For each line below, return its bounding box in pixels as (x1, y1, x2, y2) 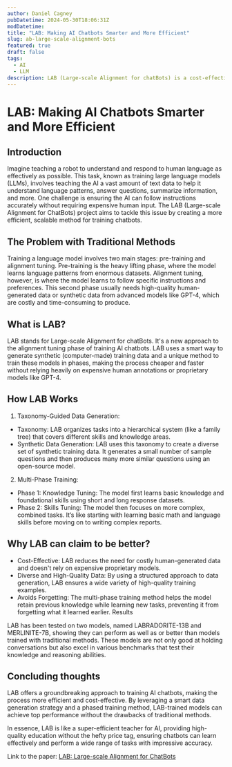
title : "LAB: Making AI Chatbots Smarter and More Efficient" (7, 29, 190, 37)
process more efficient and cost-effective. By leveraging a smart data (7, 696, 205, 705)
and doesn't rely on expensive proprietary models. (17, 564, 161, 572)
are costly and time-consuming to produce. (7, 299, 130, 307)
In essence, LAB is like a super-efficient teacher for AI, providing (7, 724, 191, 732)
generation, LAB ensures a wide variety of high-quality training (17, 578, 196, 587)
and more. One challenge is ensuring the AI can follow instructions (7, 194, 197, 202)
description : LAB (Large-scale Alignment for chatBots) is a (7, 74, 187, 82)
